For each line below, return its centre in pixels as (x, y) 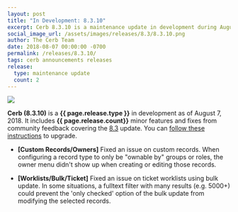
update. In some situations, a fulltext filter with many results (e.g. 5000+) (124, 186)
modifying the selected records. (64, 201)
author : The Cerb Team (41, 40)
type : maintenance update (52, 73)
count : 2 (27, 80)
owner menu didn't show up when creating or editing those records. (117, 164)
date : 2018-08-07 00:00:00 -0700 (57, 47)
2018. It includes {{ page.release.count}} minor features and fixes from (112, 121)
